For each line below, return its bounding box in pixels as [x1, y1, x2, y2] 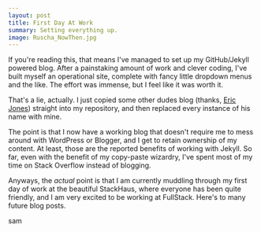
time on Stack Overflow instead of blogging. [8, 160, 151, 170]
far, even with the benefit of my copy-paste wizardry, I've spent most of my [8, 153, 253, 162]
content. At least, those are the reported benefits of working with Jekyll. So [8, 144, 252, 153]
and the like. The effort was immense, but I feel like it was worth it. [8, 80, 223, 90]
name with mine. [8, 112, 62, 122]
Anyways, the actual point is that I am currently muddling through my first [8, 176, 248, 186]
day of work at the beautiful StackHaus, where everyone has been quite [8, 184, 242, 193]
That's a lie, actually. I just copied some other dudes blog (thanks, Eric [8, 95, 237, 105]
